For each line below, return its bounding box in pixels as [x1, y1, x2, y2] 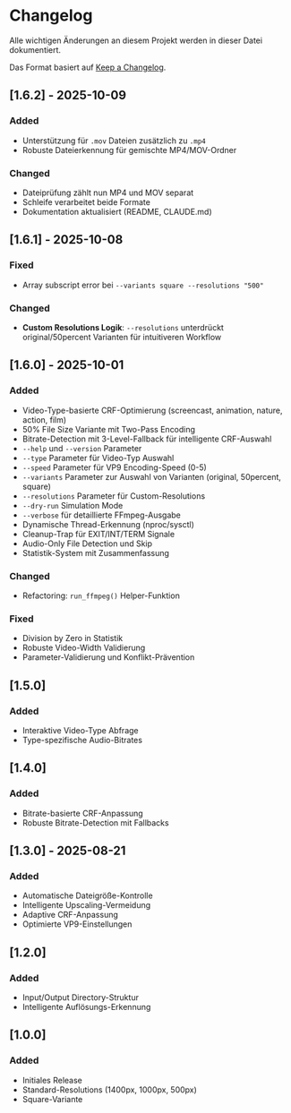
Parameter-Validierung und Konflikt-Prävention [21, 652, 195, 663]
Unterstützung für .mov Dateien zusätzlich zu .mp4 [21, 135, 206, 146]
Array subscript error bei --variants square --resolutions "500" [21, 279, 264, 290]
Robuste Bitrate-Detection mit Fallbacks [21, 817, 169, 828]
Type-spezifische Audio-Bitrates [21, 734, 143, 745]
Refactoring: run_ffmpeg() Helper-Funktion [21, 590, 181, 601]
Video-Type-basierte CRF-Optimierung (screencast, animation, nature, [21, 405, 284, 415]
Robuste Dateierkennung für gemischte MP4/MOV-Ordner [21, 144, 237, 155]
